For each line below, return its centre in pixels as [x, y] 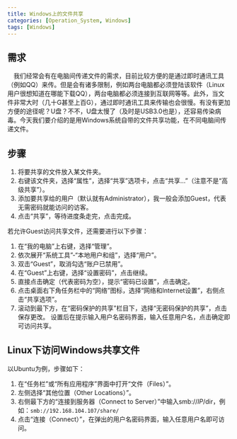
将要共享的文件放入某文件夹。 [61, 172]
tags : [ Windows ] [31, 27]
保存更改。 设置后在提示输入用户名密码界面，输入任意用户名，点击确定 [121, 317]
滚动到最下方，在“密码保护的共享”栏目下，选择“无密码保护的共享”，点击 [122, 308]
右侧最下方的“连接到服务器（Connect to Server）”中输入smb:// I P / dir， [118, 401]
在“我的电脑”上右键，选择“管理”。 [67, 246]
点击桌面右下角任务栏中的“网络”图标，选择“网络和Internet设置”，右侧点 [121, 290]
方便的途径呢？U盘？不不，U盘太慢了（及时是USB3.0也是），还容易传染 [111, 111]
